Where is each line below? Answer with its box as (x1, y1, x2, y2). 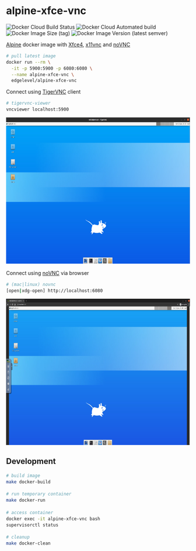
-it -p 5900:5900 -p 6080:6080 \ (11, 66, 93, 71)
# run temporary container (6, 491, 72, 497)
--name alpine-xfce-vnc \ (11, 71, 75, 77)
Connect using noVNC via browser (6, 270, 89, 277)
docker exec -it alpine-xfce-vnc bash (6, 516, 100, 522)
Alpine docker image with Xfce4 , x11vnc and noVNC (6, 41, 131, 48)
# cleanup (6, 534, 30, 540)
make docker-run (6, 497, 45, 504)
